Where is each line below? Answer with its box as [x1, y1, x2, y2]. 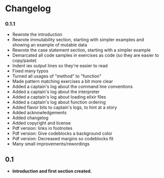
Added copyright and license [12, 120, 71, 126]
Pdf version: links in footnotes [12, 126, 73, 131]
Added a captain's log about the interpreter [12, 89, 100, 95]
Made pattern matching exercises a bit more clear [12, 78, 113, 84]
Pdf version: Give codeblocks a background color [12, 130, 113, 136]
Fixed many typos [12, 68, 49, 74]
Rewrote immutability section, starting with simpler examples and [12, 37, 144, 43]
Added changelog [12, 115, 49, 121]
